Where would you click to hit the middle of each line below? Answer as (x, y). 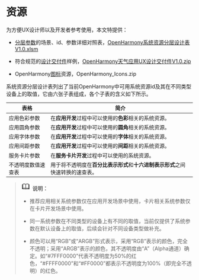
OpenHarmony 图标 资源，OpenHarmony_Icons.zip (76, 74)
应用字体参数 (24, 136)
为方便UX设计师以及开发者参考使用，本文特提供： (67, 30)
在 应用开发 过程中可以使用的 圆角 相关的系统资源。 (110, 127)
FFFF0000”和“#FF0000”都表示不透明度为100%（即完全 (113, 263)
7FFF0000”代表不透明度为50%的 (91, 256)
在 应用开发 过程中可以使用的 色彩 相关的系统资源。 (110, 118)
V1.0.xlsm (26, 49)
